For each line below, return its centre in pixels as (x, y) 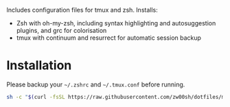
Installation (39, 66)
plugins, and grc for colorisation (61, 31)
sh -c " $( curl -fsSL (36, 97)
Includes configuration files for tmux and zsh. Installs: (82, 10)
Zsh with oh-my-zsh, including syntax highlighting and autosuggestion (116, 23)
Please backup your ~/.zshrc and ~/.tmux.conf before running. (96, 84)
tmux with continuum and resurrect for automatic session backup (109, 38)
